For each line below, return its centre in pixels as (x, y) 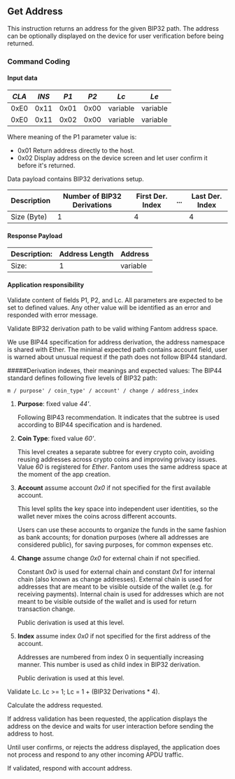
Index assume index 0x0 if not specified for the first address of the (114, 636)
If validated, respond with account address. (70, 769)
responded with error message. (52, 315)
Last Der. (207, 196)
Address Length (86, 254)
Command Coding (39, 61)
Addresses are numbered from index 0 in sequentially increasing (111, 657)
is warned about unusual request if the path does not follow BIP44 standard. (117, 357)
